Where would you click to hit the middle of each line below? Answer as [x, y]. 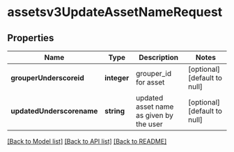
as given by [155, 115]
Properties [31, 38]
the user [149, 124]
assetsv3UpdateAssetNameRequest [115, 12]
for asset [150, 82]
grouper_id [154, 74]
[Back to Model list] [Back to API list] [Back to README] [87, 141]
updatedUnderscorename [54, 111]
